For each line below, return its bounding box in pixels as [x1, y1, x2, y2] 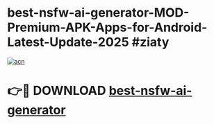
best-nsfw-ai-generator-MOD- [7, 5, 190, 21]
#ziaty [131, 35, 170, 50]
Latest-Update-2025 [7, 35, 130, 50]
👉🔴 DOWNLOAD [7, 83, 106, 98]
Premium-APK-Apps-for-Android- [7, 19, 208, 35]
